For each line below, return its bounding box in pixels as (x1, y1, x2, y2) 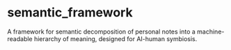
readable (7, 34, 33, 42)
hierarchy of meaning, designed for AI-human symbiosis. (33, 34, 198, 42)
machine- (197, 27, 225, 36)
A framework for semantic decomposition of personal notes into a (7, 27, 196, 36)
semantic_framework (7, 5, 134, 21)
